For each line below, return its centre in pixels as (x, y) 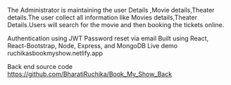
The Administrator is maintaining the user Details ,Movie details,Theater (111, 10)
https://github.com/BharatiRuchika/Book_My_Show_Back (90, 74)
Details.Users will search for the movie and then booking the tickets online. (116, 25)
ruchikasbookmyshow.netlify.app (55, 53)
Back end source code (40, 67)
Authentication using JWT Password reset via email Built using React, (108, 38)
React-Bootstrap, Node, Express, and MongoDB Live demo (93, 46)
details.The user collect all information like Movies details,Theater (102, 17)
